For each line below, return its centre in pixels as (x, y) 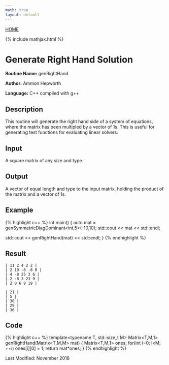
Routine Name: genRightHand (37, 74)
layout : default (22, 15)
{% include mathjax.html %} (35, 39)
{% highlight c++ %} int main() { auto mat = (51, 222)
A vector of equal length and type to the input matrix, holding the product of (84, 189)
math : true (17, 10)
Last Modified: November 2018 (38, 358)
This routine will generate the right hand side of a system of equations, (79, 121)
